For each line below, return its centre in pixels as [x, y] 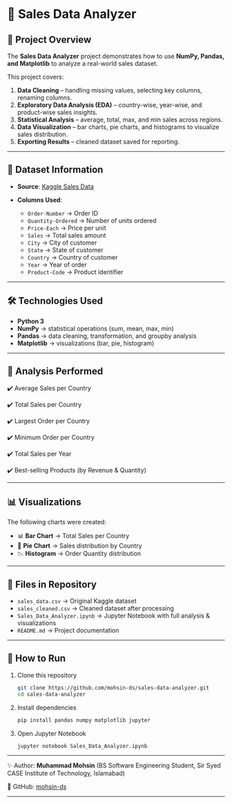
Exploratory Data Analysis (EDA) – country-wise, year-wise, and [109, 105]
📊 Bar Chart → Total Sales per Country [73, 536]
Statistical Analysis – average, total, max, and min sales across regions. [120, 119]
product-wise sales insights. [57, 112]
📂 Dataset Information [55, 170]
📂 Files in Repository [52, 584]
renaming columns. [45, 97]
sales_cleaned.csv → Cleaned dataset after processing [96, 609]
